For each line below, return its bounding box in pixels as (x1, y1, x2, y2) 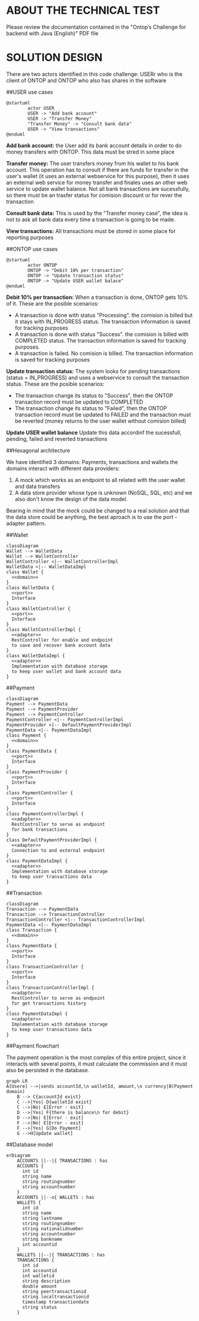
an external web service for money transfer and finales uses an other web (6, 179, 188, 186)
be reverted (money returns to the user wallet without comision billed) (14, 417, 186, 425)
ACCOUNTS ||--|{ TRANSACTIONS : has (17, 1158, 108, 1164)
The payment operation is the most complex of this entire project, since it (6, 1054, 186, 1061)
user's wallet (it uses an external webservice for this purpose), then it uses (6, 172, 189, 179)
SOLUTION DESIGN (6, 51, 103, 65)
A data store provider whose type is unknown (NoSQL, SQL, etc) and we (14, 489, 192, 496)
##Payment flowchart (6, 1042, 60, 1050)
